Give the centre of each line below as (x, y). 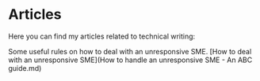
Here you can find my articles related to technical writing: (102, 36)
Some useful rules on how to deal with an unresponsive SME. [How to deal (130, 51)
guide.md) (25, 68)
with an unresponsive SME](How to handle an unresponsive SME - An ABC (130, 60)
